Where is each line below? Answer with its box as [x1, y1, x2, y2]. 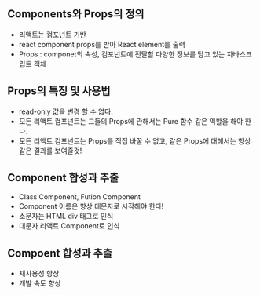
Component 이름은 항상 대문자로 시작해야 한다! [18, 202, 164, 211]
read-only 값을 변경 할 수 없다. [18, 107, 113, 116]
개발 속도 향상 [18, 279, 61, 288]
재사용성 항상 [18, 269, 60, 279]
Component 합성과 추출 [7, 171, 119, 184]
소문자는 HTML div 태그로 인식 [18, 211, 114, 221]
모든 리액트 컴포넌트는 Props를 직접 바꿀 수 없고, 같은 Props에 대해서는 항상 [18, 136, 251, 145]
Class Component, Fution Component [18, 192, 141, 202]
